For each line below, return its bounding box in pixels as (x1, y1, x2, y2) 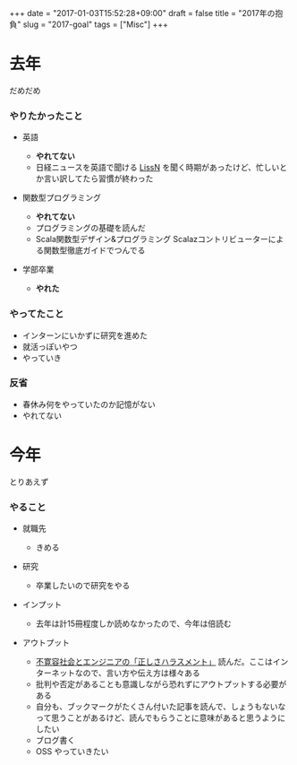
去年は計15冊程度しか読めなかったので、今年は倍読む (35, 618, 233, 630)
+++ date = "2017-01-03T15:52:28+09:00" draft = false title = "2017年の (9, 8, 276, 18)
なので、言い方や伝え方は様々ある (74, 667, 201, 679)
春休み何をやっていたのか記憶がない (21, 398, 157, 410)
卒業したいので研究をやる (35, 580, 131, 591)
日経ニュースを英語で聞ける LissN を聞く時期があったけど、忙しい (35, 162, 280, 173)
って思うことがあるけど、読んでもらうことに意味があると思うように (35, 712, 286, 724)
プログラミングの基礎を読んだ (35, 222, 146, 233)
